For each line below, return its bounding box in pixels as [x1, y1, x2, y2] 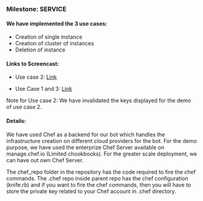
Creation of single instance [15, 33, 83, 41]
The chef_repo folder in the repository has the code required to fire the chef [6, 168, 196, 176]
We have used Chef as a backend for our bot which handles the [6, 131, 165, 138]
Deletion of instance [15, 46, 65, 53]
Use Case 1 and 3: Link [15, 85, 73, 93]
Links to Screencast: [6, 60, 59, 67]
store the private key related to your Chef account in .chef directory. [6, 187, 176, 195]
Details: [6, 117, 26, 124]
